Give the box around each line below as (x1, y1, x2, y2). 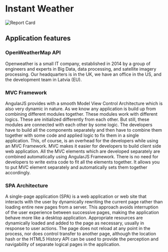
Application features (5, 34, 71, 43)
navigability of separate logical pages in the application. (5, 241, 121, 247)
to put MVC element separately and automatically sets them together (5, 164, 147, 170)
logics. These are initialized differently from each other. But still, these (5, 116, 149, 122)
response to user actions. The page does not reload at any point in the (5, 225, 150, 231)
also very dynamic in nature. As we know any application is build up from (5, 106, 156, 112)
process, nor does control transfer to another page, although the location (5, 231, 156, 237)
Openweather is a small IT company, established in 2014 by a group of (5, 61, 150, 67)
